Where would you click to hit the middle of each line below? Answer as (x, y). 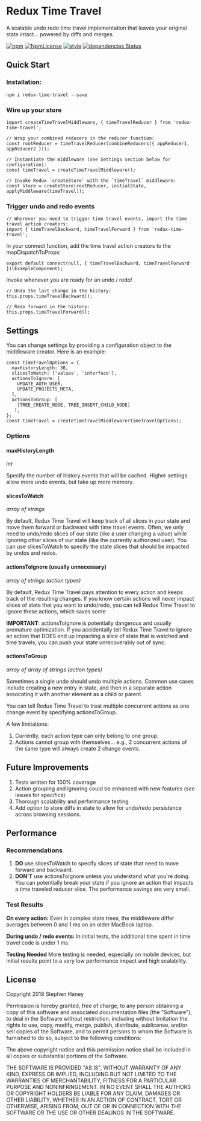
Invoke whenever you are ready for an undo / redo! (69, 280)
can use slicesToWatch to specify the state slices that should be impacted (98, 547)
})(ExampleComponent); (35, 269)
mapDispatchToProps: (34, 253)
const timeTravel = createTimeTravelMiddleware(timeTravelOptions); (94, 421)
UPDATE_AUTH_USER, (40, 384)
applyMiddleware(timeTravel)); (45, 191)
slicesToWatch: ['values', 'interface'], (64, 373)
